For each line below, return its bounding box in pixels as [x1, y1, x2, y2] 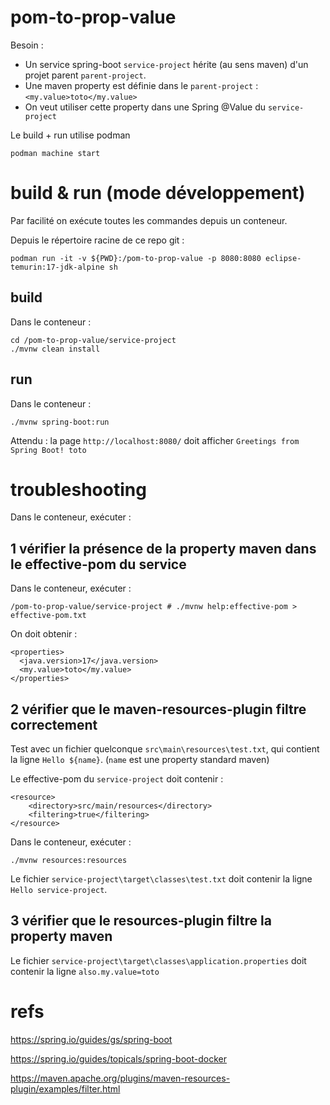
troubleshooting [10, 478, 147, 501]
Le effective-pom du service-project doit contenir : [10, 773, 224, 785]
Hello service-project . [10, 884, 108, 896]
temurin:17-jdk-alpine [10, 262, 105, 272]
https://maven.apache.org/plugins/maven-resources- [10, 1072, 231, 1084]
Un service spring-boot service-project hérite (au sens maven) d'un [24, 58, 309, 70]
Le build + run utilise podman [10, 129, 131, 141]
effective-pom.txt [10, 611, 87, 621]
